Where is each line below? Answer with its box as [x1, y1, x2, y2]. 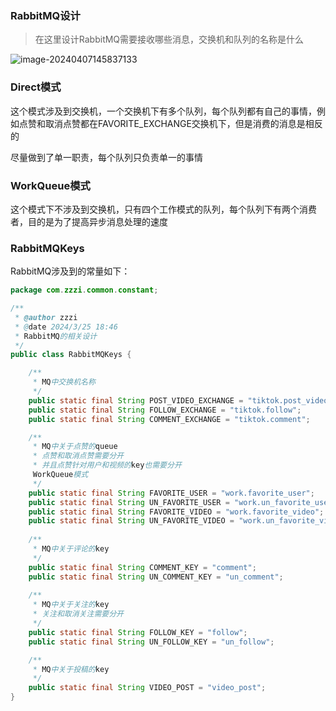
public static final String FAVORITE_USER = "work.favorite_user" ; [28, 488, 315, 498]
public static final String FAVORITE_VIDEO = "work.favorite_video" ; [28, 507, 325, 517]
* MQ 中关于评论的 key [32, 544, 110, 554]
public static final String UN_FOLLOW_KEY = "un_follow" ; [28, 637, 275, 647]
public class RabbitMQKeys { [10, 350, 132, 360]
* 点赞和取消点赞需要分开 [32, 451, 124, 461]
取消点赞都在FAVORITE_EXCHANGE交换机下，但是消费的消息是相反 [44, 117, 323, 129]
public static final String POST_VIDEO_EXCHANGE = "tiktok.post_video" [28, 395, 333, 406]
